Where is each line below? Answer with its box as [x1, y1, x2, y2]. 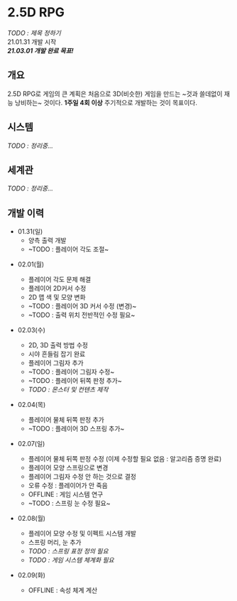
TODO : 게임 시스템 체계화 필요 [28, 556, 115, 565]
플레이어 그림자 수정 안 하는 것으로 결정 [28, 472, 137, 481]
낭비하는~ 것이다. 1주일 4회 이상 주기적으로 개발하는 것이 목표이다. [14, 98, 197, 107]
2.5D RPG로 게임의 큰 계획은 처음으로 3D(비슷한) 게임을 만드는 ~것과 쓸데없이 [7, 90, 223, 98]
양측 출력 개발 [28, 236, 67, 245]
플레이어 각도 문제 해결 [28, 275, 92, 284]
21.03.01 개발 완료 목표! [7, 46, 74, 55]
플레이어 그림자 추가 [28, 359, 84, 367]
